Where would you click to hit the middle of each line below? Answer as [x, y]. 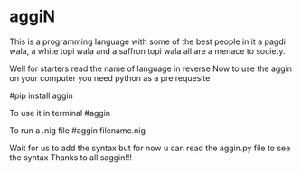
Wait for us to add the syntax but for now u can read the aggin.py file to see [150, 148]
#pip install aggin [42, 95]
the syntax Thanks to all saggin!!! [71, 157]
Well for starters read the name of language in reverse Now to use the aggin [150, 68]
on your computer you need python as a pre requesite [110, 77]
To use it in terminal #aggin [60, 113]
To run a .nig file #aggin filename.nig [78, 130]
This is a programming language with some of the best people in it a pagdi [148, 41]
